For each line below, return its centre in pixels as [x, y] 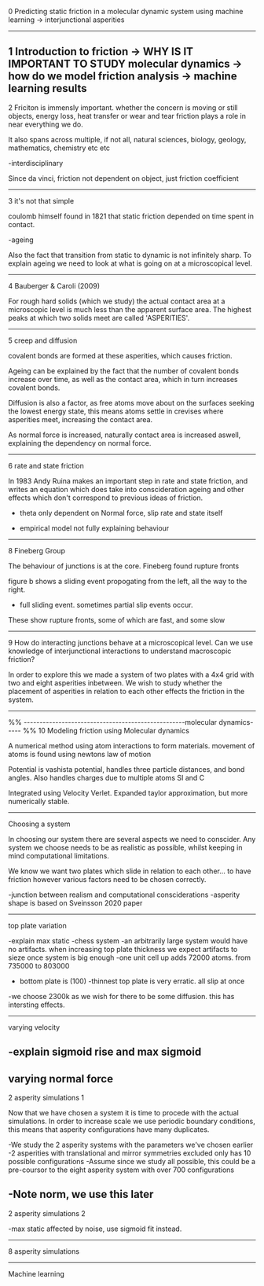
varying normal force [61, 1079]
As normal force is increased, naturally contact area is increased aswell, [125, 435]
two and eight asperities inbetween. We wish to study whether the [115, 682]
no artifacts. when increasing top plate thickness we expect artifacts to [123, 949]
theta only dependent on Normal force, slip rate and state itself [121, 513]
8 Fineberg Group [37, 550]
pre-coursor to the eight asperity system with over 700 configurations [121, 1170]
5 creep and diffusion [43, 340]
